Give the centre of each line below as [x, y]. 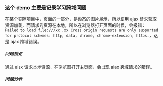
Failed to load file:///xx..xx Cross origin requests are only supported [82, 30]
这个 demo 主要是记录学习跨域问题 [46, 7]
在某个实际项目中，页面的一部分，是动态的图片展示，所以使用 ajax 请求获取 [81, 19]
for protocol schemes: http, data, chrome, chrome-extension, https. [77, 36]
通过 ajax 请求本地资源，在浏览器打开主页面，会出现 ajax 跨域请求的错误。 [80, 67]
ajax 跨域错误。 [26, 42]
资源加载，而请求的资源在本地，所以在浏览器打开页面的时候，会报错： [76, 25]
